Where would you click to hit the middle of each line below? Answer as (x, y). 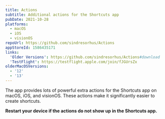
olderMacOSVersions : (27, 66)
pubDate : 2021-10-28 (27, 19)
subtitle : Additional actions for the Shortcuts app (62, 15)
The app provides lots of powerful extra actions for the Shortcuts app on (81, 90)
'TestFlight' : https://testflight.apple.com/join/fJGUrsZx (74, 62)
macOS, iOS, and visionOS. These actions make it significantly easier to (80, 95)
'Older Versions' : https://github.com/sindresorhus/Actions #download (85, 57)
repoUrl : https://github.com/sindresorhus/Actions (60, 43)
